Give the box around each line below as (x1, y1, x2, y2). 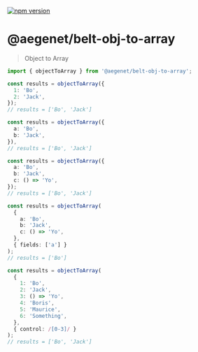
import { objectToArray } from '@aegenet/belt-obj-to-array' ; (7, 67, 192, 75)
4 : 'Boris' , (20, 300, 55, 307)
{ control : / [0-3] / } (13, 325, 77, 332)
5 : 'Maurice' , (20, 306, 61, 313)
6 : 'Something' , (20, 312, 68, 319)
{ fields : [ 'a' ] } (13, 242, 68, 249)
